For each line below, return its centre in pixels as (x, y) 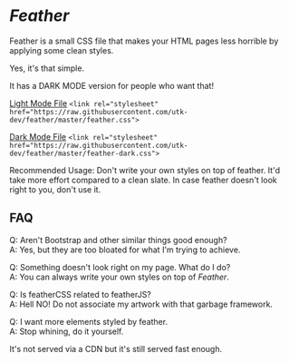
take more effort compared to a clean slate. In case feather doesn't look (144, 180)
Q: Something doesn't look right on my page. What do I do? (120, 267)
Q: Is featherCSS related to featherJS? (81, 294)
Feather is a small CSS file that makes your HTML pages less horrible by (144, 41)
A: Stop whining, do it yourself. (67, 331)
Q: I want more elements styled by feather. (89, 321)
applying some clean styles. (62, 50)
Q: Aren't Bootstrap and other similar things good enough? (119, 240)
